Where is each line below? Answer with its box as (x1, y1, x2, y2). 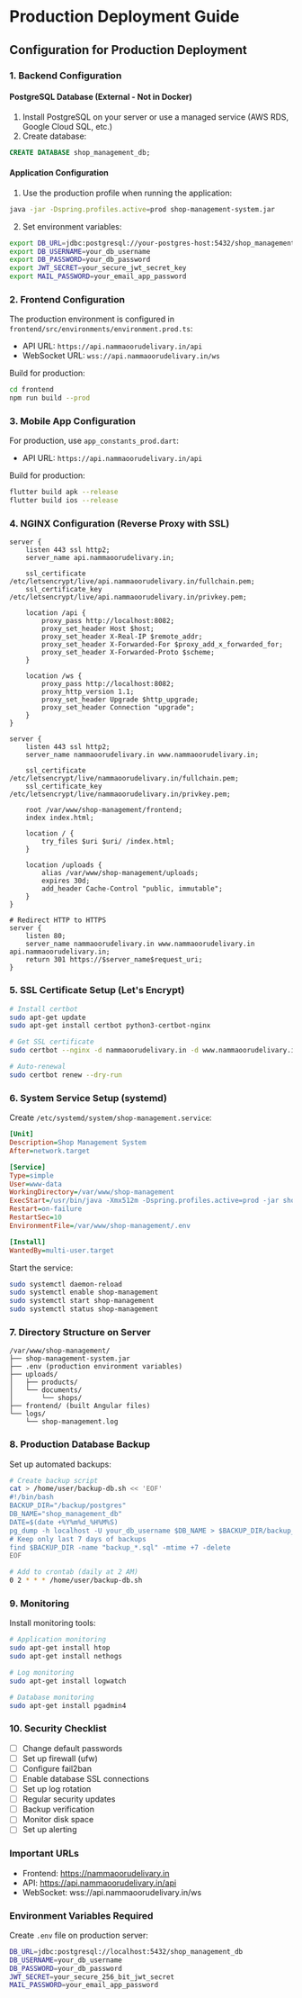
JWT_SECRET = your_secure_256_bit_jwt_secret (9, 1972, 175, 1982)
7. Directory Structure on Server (9, 1325, 151, 1338)
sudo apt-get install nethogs (9, 1652, 123, 1661)
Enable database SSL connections (22, 1774, 150, 1785)
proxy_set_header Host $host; (41, 624, 155, 634)
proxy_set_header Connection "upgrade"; (41, 703, 195, 712)
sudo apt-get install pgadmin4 (9, 1701, 127, 1710)
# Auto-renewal (9, 1062, 67, 1071)
